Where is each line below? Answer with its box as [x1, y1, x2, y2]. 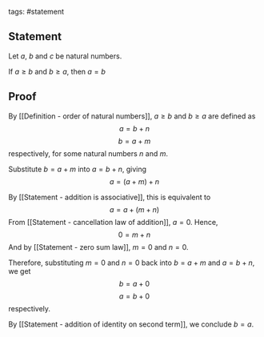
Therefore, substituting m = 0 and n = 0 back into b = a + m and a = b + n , [8, 258, 255, 267]
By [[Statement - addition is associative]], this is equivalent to [8, 192, 211, 202]
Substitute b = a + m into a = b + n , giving [8, 164, 146, 174]
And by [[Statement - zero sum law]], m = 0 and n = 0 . [8, 242, 190, 251]
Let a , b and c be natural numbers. [8, 51, 122, 61]
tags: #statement [8, 7, 65, 16]
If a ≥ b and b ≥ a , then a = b [8, 66, 106, 76]
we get [8, 266, 31, 275]
